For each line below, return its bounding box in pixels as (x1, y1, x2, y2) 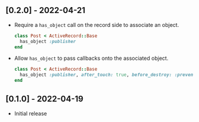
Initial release (14, 109, 47, 117)
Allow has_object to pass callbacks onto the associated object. (14, 54, 169, 62)
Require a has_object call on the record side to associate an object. (14, 21, 179, 28)
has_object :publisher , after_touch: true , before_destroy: (20, 72, 172, 78)
